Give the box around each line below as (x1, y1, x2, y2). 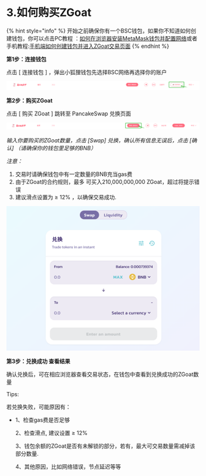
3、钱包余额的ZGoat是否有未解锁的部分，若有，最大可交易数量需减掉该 (15, 442, 196, 450)
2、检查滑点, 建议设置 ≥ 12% (15, 429, 88, 437)
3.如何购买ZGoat (6, 6, 92, 20)
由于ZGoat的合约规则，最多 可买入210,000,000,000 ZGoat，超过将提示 (15, 178, 194, 186)
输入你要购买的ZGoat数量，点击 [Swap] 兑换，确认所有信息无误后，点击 (6, 137, 188, 144)
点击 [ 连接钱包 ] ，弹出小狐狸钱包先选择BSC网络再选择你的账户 (6, 68, 167, 75)
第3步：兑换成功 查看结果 (6, 358, 71, 365)
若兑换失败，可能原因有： (6, 403, 71, 411)
